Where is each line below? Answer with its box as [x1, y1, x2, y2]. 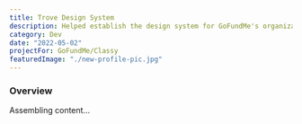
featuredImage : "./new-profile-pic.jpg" [9, 55, 164, 64]
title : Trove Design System [9, 13, 115, 22]
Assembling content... [9, 105, 91, 116]
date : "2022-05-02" [9, 38, 83, 48]
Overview [9, 84, 53, 97]
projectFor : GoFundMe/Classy [9, 47, 119, 56]
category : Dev [9, 30, 63, 39]
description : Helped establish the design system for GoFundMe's [9, 22, 259, 31]
